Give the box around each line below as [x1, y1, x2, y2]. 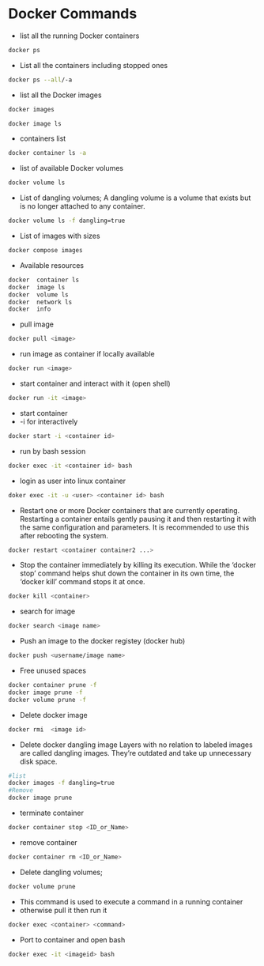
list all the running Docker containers [19, 31, 140, 40]
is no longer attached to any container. [19, 202, 145, 211]
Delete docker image [19, 710, 89, 719]
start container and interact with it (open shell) [19, 379, 172, 388]
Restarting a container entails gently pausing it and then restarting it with [19, 514, 257, 523]
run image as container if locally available [19, 349, 156, 359]
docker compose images [8, 247, 83, 255]
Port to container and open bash [19, 934, 126, 945]
